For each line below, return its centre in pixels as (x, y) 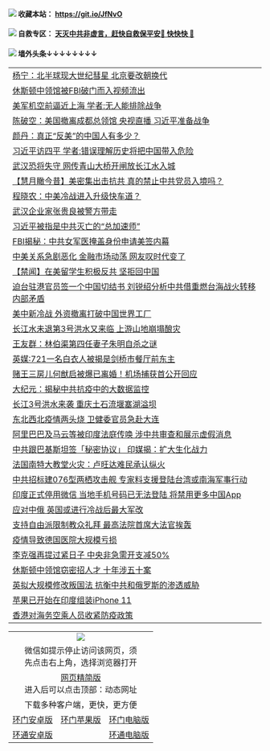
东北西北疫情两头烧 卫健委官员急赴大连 (86, 420)
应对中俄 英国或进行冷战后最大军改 (78, 510)
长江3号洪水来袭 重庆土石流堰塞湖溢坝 (84, 404)
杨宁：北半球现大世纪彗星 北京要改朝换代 (90, 76)
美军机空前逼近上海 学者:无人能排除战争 (87, 106)
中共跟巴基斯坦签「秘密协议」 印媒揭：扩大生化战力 (110, 449)
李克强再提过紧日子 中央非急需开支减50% (91, 555)
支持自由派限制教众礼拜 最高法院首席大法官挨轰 (102, 525)
